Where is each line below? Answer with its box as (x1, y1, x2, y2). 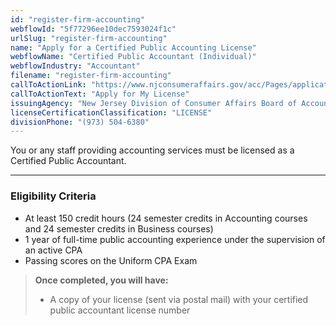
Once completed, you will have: (34, 274, 169, 286)
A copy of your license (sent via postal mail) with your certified (49, 293, 309, 305)
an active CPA (24, 244, 83, 256)
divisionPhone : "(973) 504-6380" (10, 117, 150, 127)
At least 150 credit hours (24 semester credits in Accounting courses (24, 212, 308, 224)
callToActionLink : (10, 80, 87, 90)
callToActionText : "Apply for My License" (10, 89, 190, 99)
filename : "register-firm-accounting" (10, 71, 172, 81)
